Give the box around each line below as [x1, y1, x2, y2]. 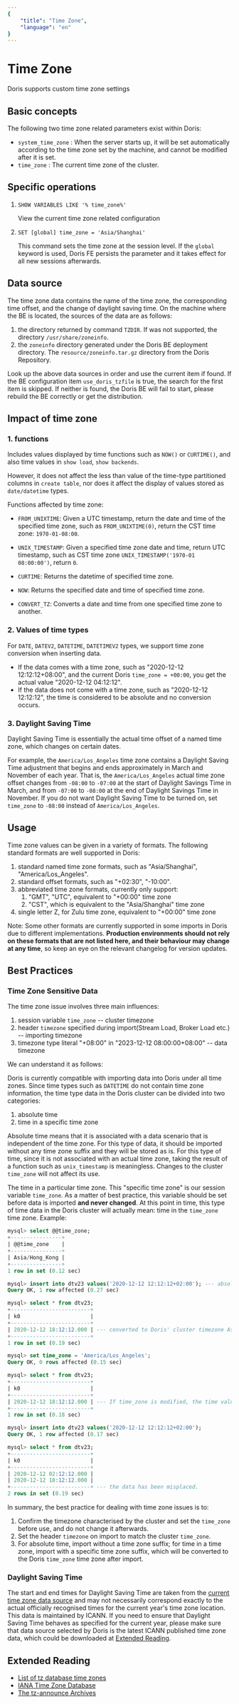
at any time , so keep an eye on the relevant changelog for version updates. [7, 944, 228, 952]
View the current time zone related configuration [17, 214, 160, 222]
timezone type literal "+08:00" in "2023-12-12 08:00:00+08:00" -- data [17, 1039, 228, 1047]
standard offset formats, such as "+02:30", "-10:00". [17, 877, 172, 885]
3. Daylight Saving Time [7, 718, 91, 728]
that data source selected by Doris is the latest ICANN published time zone [7, 1626, 226, 1635]
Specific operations [7, 181, 97, 193]
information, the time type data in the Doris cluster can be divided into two [7, 1089, 225, 1098]
